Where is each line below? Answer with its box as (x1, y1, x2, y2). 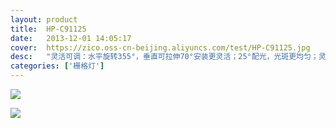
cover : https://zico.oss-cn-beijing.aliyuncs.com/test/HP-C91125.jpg (10, 42, 311, 53)
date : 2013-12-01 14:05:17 (10, 33, 132, 43)
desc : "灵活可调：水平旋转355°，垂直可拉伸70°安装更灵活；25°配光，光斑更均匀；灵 (10, 52, 327, 62)
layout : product (10, 14, 78, 25)
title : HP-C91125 (10, 24, 87, 34)
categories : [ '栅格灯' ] (10, 61, 105, 71)
